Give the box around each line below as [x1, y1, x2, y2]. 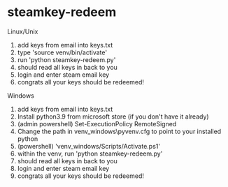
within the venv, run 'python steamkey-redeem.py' [17, 149, 163, 158]
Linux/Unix [7, 27, 38, 36]
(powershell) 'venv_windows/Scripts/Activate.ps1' [17, 142, 161, 150]
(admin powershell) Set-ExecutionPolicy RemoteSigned [17, 119, 177, 128]
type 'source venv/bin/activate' [17, 48, 107, 57]
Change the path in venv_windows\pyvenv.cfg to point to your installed [17, 127, 222, 135]
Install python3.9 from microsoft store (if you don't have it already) [17, 112, 209, 121]
